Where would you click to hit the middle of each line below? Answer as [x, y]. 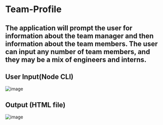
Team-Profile [33, 9]
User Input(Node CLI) [39, 77]
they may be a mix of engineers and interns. [76, 59]
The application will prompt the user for [69, 28]
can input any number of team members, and [78, 52]
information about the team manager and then [79, 36]
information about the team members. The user [81, 44]
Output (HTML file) [35, 105]
